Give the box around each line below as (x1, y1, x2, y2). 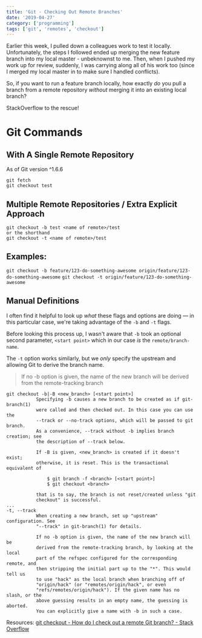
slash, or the (6, 592, 42, 598)
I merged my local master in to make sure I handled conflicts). (6, 68, 160, 76)
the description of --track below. (36, 438, 126, 445)
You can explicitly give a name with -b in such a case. (36, 608, 183, 614)
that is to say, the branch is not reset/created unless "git (36, 492, 197, 498)
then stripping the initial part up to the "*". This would (36, 565, 191, 572)
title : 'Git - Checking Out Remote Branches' (6, 8, 123, 15)
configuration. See (6, 518, 56, 524)
